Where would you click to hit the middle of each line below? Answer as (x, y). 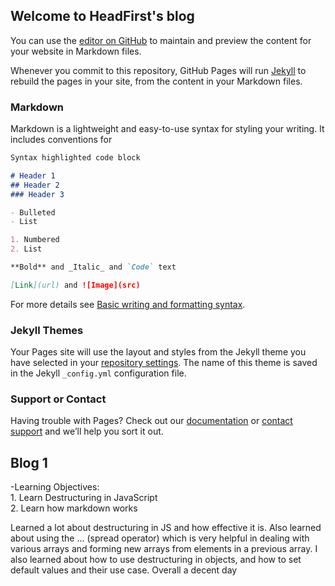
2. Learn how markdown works (74, 508)
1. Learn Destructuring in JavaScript (84, 498)
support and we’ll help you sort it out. (87, 431)
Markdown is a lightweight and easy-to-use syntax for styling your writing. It (167, 129)
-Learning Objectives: (55, 487)
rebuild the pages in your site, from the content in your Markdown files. (156, 81)
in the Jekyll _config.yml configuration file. (98, 373)
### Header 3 (37, 194)
